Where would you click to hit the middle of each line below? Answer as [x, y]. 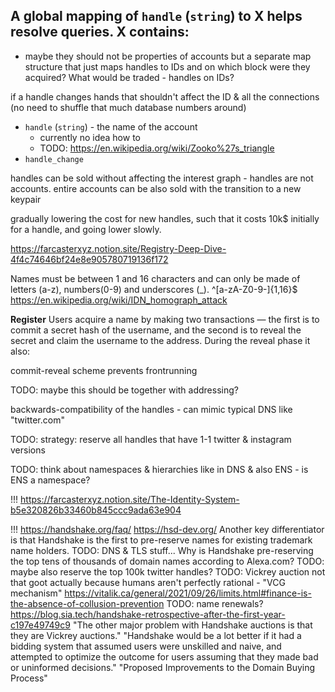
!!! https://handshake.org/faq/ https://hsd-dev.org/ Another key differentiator [167, 529]
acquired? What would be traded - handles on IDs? [129, 77]
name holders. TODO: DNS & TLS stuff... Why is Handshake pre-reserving [162, 550]
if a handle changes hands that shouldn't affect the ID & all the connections [165, 96]
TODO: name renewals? [215, 603]
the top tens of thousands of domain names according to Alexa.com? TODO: [167, 561]
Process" [29, 678]
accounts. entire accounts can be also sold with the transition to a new [156, 188]
